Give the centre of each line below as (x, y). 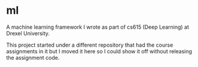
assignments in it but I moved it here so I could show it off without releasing (99, 51)
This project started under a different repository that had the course (90, 45)
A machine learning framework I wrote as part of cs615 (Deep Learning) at (98, 27)
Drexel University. (28, 33)
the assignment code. (33, 57)
